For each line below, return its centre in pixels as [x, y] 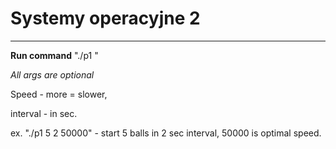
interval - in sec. [44, 113]
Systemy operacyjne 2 [105, 18]
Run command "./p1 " [54, 55]
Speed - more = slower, [59, 94]
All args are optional [52, 74]
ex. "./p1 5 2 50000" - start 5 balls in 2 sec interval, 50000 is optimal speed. [166, 133]
